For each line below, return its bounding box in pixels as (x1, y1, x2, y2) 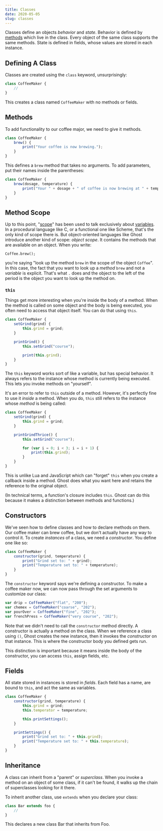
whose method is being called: (5, 400, 66, 406)
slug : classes (5, 16, 34, 21)
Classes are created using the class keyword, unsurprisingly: (5, 72, 127, 78)
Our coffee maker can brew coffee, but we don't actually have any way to (5, 529, 152, 535)
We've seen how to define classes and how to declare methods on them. (5, 524, 150, 530)
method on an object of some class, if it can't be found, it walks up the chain (5, 779, 158, 785)
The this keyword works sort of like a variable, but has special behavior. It (5, 370, 154, 377)
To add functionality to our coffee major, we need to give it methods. (5, 126, 142, 132)
